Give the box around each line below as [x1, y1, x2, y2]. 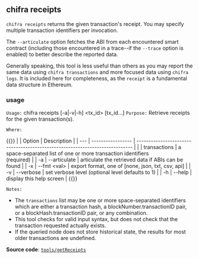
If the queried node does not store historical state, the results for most [14, 228, 187, 235]
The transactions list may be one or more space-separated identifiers [14, 197, 187, 204]
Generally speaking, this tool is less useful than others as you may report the [6, 62, 193, 69]
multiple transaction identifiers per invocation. [6, 27, 118, 34]
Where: [6, 127, 23, 133]
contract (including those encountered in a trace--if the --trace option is [6, 44, 184, 51]
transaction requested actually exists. [14, 222, 107, 229]
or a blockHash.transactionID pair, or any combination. [14, 209, 148, 216]
